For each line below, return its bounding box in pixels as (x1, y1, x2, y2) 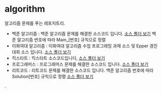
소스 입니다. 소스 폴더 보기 (21, 49, 71, 55)
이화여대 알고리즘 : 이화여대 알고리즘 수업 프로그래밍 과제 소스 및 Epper (11, 43, 149, 48)
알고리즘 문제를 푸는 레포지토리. (4, 20, 65, 26)
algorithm (4, 3, 45, 15)
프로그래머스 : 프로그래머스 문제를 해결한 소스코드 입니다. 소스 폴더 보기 (11, 61, 149, 67)
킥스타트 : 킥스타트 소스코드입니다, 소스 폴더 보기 (11, 55, 105, 61)
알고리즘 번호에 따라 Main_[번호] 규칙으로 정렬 (17, 37, 106, 43)
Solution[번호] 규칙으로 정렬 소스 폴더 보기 (11, 73, 94, 79)
